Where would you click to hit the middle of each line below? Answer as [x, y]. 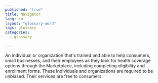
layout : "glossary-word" [31, 23]
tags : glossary [21, 28]
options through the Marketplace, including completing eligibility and [75, 66]
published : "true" [24, 10]
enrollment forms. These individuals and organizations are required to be [79, 71]
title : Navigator [23, 14]
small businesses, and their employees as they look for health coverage [78, 60]
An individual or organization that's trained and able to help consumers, [78, 55]
